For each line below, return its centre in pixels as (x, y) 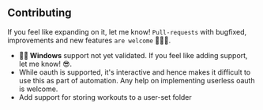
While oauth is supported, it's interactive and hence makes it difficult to (135, 72)
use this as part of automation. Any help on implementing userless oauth (137, 80)
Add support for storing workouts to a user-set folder (105, 97)
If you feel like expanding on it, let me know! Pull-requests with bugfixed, (127, 31)
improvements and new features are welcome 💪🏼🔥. (89, 40)
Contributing (39, 13)
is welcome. (38, 89)
